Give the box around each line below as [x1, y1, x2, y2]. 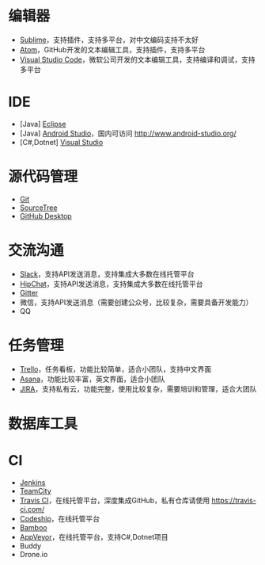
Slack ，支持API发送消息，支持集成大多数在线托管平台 [19, 269, 195, 278]
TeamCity [19, 486, 51, 495]
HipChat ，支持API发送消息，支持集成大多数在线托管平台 [19, 279, 203, 288]
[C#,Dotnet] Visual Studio [19, 137, 104, 147]
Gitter [19, 288, 39, 297]
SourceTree [19, 203, 58, 212]
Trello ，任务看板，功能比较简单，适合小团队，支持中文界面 [19, 364, 212, 373]
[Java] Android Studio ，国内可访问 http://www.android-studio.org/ [19, 128, 237, 138]
